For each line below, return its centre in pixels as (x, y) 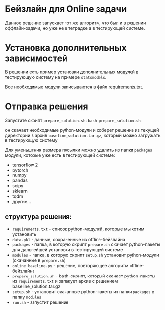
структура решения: (39, 217)
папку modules (27, 297)
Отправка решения (47, 107)
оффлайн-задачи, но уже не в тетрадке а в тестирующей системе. (75, 28)
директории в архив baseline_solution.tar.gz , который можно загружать (83, 135)
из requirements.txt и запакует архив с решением (65, 281)
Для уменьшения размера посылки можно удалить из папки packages (79, 150)
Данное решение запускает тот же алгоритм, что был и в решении (76, 23)
